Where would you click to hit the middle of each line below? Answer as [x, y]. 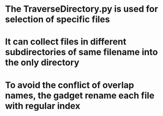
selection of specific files [58, 19]
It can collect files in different [66, 42]
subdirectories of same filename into [81, 52]
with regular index [43, 106]
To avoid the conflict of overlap [70, 85]
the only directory [42, 63]
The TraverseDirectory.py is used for [81, 9]
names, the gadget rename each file [80, 95]
